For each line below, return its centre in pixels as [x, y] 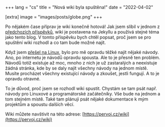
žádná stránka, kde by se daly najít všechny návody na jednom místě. [77, 68]
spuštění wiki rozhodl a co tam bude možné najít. [55, 42]
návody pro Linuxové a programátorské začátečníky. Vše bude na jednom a [83, 94]
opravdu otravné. [23, 79]
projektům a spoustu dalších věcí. [40, 104]
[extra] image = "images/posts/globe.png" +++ [54, 17]
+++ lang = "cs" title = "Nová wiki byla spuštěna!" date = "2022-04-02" [79, 7]
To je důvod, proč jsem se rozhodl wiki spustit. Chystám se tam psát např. [81, 88]
